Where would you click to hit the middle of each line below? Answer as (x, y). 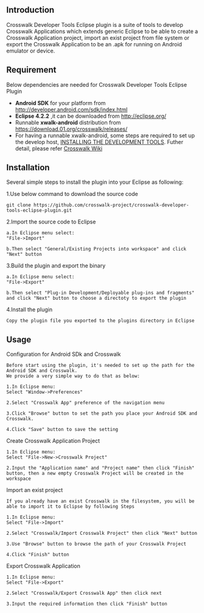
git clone (19, 205)
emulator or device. (31, 51)
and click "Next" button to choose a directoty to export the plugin (97, 299)
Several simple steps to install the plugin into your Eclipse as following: (95, 182)
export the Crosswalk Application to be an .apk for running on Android (94, 44)
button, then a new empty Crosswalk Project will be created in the (95, 473)
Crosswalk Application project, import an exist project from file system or (98, 38)
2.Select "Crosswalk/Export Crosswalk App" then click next (84, 593)
